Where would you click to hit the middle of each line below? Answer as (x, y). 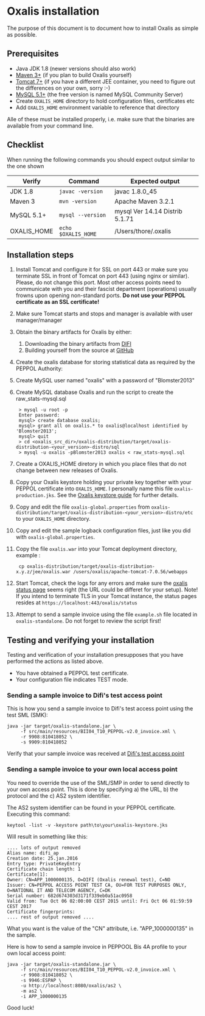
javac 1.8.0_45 (136, 191)
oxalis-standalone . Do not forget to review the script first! (88, 621)
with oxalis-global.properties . (55, 537)
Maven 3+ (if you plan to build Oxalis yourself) (74, 75)
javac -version (81, 191)
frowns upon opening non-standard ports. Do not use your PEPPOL (100, 295)
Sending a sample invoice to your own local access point (92, 770)
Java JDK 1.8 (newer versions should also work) (76, 68)
